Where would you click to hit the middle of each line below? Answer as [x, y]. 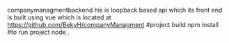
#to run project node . [38, 32]
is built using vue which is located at [59, 17]
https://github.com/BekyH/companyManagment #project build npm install [113, 25]
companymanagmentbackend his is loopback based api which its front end [115, 10]
